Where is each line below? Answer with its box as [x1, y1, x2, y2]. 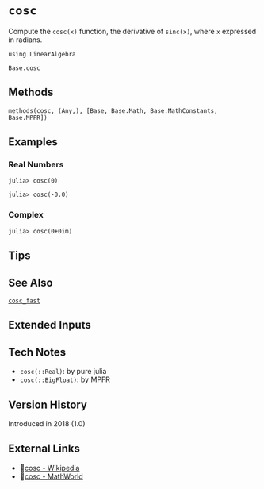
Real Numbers [8, 159, 64, 170]
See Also [8, 275, 53, 289]
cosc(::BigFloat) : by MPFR [19, 375, 111, 384]
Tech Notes [8, 345, 66, 359]
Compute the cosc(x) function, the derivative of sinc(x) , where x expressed [8, 26, 257, 36]
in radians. [8, 35, 43, 44]
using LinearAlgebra [8, 50, 77, 58]
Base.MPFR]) [8, 114, 48, 121]
